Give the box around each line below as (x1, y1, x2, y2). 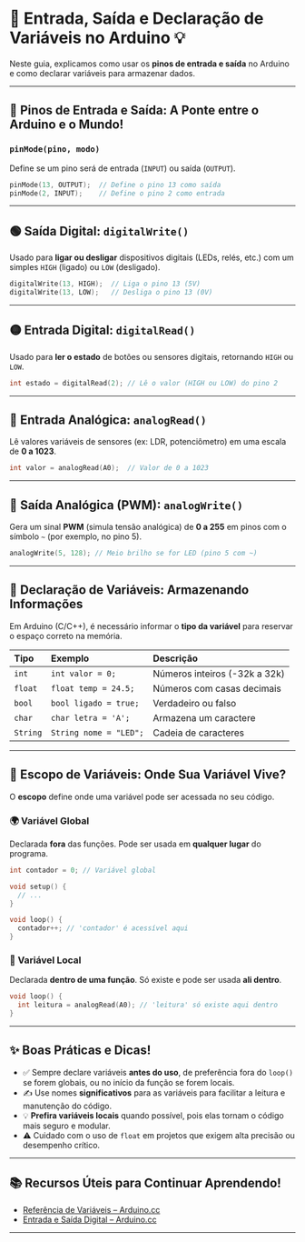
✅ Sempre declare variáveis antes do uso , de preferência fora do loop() (22, 1067, 293, 1077)
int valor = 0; (51, 668, 116, 678)
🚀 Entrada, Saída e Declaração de (9, 8, 264, 29)
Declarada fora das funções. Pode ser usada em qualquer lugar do (9, 838, 261, 849)
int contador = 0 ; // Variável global (9, 866, 156, 875)
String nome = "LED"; (51, 727, 144, 737)
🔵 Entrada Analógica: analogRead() (9, 413, 207, 428)
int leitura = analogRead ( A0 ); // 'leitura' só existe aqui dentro (17, 1000, 279, 1010)
